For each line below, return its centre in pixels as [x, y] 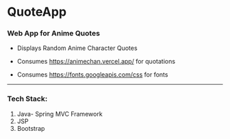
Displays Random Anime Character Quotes [77, 48]
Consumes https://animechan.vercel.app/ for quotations [96, 62]
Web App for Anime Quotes [54, 34]
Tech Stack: [27, 99]
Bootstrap [31, 128]
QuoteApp [37, 12]
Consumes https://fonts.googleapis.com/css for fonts [92, 75]
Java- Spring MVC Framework [60, 114]
